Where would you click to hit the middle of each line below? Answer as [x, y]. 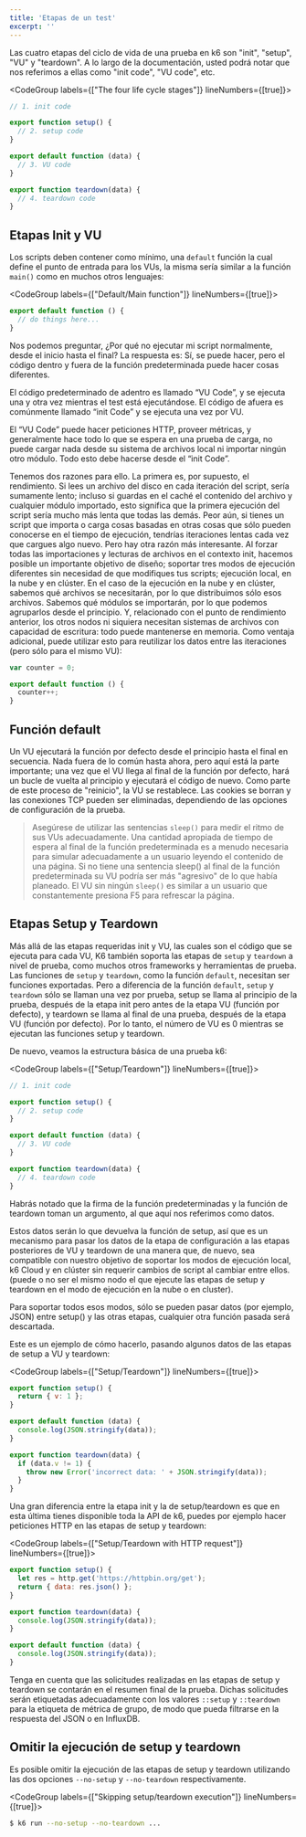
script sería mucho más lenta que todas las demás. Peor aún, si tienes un [147, 515]
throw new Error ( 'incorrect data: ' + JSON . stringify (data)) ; [147, 1472]
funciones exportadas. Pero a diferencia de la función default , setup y [142, 985]
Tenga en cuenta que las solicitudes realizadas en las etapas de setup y [145, 1679]
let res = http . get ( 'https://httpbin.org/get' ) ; [112, 1578]
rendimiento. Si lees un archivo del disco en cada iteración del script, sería [149, 486]
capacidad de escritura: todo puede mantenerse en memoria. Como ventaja [152, 631]
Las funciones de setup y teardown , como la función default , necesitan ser [150, 975]
